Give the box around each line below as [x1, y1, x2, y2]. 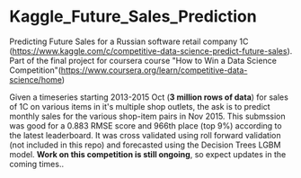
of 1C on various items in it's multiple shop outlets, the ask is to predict [9, 101, 271, 111]
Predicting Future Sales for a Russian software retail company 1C [9, 36, 249, 47]
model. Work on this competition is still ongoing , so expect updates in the [9, 148, 287, 159]
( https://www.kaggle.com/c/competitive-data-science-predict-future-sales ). [9, 45, 293, 56]
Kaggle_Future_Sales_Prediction [9, 6, 258, 27]
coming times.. [9, 158, 65, 169]
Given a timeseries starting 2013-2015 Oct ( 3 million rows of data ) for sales [9, 92, 289, 102]
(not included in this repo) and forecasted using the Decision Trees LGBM [9, 139, 281, 150]
